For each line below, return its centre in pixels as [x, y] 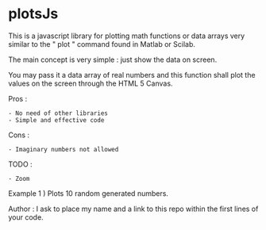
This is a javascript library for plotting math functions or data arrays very [127, 36]
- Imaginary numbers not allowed [64, 149]
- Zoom [19, 178]
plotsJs [33, 14]
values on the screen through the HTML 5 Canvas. [91, 83]
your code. [26, 217]
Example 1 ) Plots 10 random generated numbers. [89, 193]
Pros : [18, 98]
